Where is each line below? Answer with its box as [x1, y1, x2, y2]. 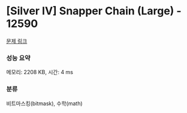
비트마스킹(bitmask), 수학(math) [6, 100, 83, 107]
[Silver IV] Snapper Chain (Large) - [6, 4, 182, 18]
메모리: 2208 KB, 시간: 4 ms [6, 69, 74, 76]
